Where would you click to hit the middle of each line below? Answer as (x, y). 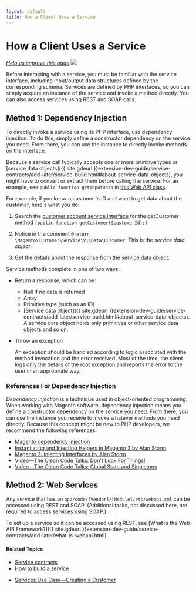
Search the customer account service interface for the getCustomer (97, 216)
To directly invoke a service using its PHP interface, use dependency (89, 132)
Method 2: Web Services (52, 485)
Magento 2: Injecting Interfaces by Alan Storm (70, 454)
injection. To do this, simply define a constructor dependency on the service (98, 138)
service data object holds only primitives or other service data (104, 323)
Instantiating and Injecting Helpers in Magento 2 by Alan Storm (90, 448)
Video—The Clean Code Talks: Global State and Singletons (86, 466)
